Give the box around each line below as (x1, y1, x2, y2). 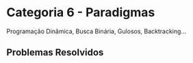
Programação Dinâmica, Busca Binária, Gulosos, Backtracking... (6, 27, 186, 35)
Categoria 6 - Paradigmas (6, 5, 155, 20)
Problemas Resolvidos (6, 47, 104, 58)
